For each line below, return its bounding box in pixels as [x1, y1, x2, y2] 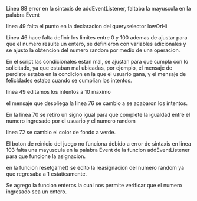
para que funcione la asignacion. [6, 153, 86, 160]
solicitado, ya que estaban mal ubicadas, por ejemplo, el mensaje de [6, 64, 173, 71]
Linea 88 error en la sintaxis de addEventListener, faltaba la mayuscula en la [6, 5, 191, 12]
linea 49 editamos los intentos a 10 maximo [6, 88, 111, 95]
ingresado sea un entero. [6, 188, 67, 195]
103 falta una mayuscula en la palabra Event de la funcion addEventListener [6, 147, 190, 153]
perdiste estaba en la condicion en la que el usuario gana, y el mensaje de [6, 71, 186, 77]
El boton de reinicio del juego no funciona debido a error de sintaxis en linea [6, 140, 192, 147]
